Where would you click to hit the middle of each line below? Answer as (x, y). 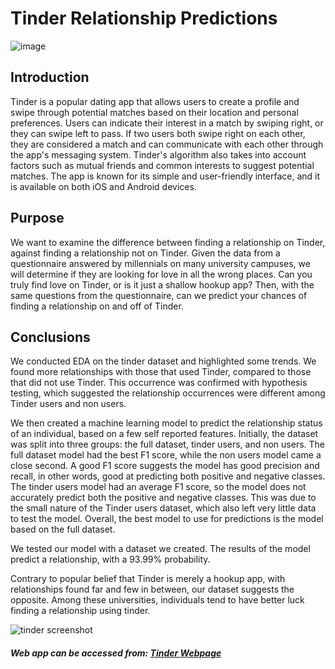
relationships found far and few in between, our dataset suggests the (152, 589)
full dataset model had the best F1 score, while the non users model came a (166, 455)
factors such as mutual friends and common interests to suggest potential (162, 165)
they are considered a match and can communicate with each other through (167, 144)
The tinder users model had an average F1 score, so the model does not (158, 487)
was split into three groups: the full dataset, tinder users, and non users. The (168, 444)
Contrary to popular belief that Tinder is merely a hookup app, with (148, 579)
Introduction (50, 77)
